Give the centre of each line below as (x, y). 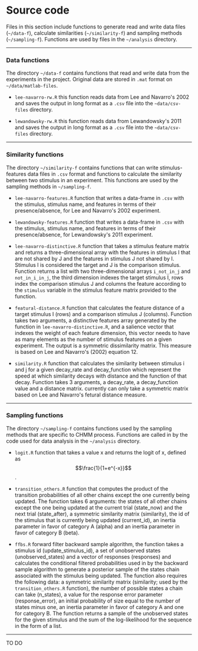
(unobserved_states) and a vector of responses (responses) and (93, 556)
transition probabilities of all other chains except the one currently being (102, 495)
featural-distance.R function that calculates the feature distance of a (99, 308)
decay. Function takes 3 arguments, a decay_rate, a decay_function (96, 382)
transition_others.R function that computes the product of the (91, 488)
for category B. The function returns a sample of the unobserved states (101, 613)
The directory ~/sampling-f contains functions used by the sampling (89, 428)
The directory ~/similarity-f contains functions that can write (82, 167)
